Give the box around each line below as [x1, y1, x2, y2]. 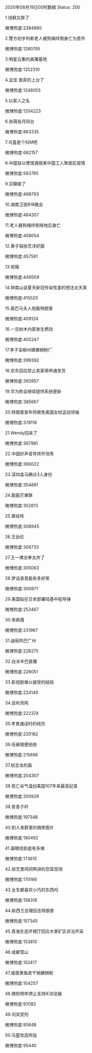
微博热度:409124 [5, 316, 39, 322]
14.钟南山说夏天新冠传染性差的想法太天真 [5, 285, 87, 290]
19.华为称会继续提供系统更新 [5, 388, 62, 394]
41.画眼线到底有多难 [5, 845, 45, 851]
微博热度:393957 [5, 378, 39, 384]
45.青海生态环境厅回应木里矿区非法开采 [5, 928, 84, 934]
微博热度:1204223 [5, 108, 41, 114]
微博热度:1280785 [5, 46, 41, 51]
